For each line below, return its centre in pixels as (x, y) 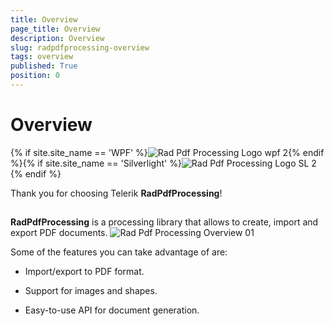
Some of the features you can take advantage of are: (119, 252)
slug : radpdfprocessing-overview (80, 47)
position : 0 (35, 76)
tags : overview (42, 57)
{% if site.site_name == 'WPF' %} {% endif (167, 152)
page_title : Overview (55, 29)
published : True (44, 66)
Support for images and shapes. (91, 291)
